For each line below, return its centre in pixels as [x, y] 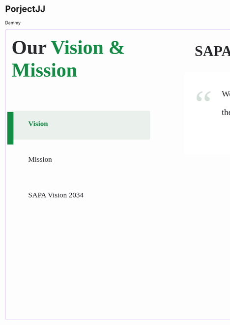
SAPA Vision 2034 [56, 195]
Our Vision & [68, 47]
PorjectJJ [25, 9]
